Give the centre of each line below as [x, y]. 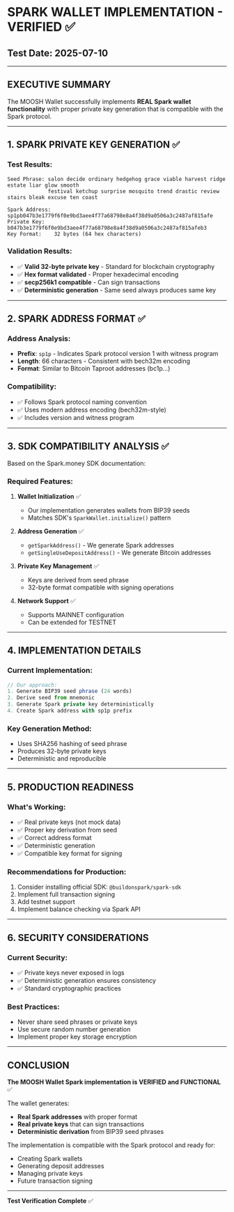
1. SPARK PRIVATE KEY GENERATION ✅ [94, 145]
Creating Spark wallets [50, 1159]
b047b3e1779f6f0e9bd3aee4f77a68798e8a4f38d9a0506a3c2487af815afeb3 [107, 228]
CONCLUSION [38, 1065]
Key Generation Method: [49, 729]
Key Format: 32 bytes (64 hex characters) [74, 234]
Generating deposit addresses [61, 1166]
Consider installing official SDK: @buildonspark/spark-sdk [99, 887]
